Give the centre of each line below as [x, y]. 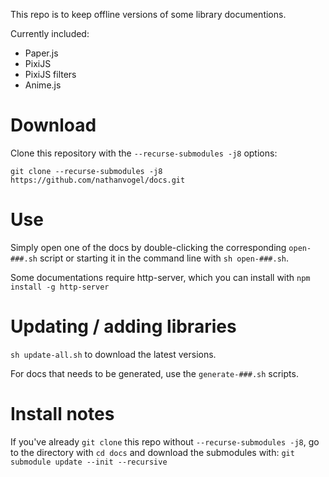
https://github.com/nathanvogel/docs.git [98, 180]
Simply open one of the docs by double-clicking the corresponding [148, 247]
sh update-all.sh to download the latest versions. [113, 354]
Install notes [62, 414]
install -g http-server [60, 287]
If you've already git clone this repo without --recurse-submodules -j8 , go [165, 441]
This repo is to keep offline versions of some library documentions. [148, 14]
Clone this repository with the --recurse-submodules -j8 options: [144, 153]
